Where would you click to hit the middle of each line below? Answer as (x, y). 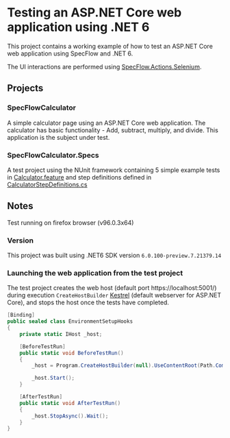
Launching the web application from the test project (95, 273)
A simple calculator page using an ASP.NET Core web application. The (106, 123)
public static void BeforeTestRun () (72, 353)
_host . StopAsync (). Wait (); (70, 416)
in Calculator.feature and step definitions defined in (79, 177)
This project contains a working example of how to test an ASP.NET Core (110, 46)
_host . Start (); (53, 378)
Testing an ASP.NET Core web (94, 13)
